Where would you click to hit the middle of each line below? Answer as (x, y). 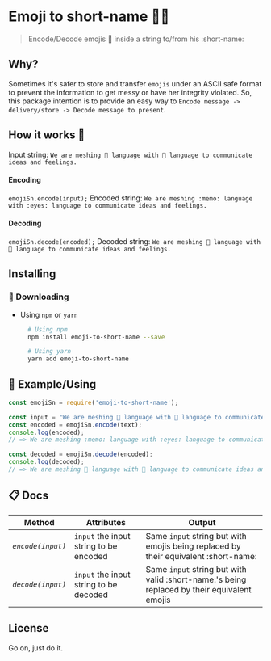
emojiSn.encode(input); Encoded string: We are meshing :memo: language (131, 198)
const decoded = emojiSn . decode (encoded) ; (81, 455)
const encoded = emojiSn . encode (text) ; (75, 425)
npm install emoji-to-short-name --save (96, 337)
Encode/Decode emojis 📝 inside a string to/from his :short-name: (136, 39)
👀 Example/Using (52, 384)
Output (202, 522)
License (29, 628)
